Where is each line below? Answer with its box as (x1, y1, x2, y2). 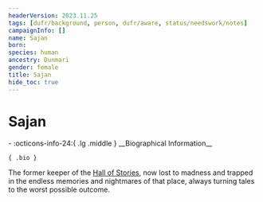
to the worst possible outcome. (8, 185, 110, 195)
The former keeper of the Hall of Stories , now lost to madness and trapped (8, 168, 253, 177)
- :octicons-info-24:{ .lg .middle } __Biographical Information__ (8, 138, 213, 148)
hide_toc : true (8, 78, 59, 86)
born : (8, 41, 26, 49)
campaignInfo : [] (8, 26, 66, 34)
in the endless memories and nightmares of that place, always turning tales (8, 177, 255, 186)
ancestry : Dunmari (8, 56, 69, 64)
